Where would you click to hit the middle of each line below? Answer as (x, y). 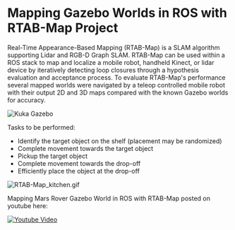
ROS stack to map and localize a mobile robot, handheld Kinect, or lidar (111, 62)
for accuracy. (26, 99)
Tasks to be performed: (41, 127)
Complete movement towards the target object (85, 148)
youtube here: (28, 205)
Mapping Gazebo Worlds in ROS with (117, 13)
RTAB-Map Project (63, 28)
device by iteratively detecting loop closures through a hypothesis (103, 70)
